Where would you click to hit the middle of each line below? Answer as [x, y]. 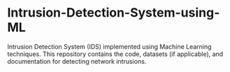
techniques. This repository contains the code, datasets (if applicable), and [115, 54]
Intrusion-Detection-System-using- [114, 13]
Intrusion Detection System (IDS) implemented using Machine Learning [109, 46]
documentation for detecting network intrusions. [77, 61]
